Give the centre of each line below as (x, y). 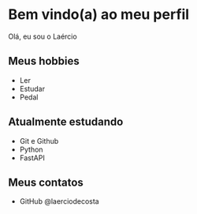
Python (31, 149)
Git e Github (39, 141)
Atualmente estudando (66, 122)
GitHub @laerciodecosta (59, 201)
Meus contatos (46, 182)
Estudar (32, 88)
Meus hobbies (44, 61)
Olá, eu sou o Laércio (43, 36)
